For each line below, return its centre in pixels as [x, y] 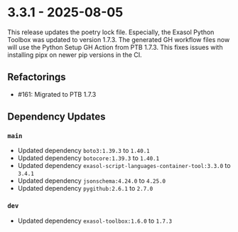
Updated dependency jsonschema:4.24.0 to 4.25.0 [91, 181]
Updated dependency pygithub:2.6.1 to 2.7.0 [85, 189]
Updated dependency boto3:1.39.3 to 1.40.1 [84, 151]
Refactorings [37, 77]
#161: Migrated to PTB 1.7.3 [57, 94]
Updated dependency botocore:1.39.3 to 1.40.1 [88, 158]
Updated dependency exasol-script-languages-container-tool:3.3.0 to [124, 166]
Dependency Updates [56, 117]
